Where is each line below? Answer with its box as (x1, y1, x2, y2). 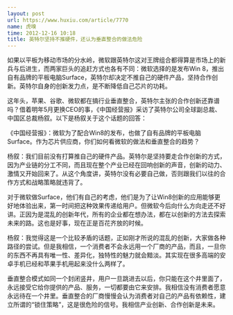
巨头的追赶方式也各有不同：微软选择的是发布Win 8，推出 (61, 65, 225, 73)
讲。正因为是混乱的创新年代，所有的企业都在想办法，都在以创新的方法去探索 (7, 210, 226, 219)
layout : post (7, 10, 45, 17)
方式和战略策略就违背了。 (12, 178, 87, 187)
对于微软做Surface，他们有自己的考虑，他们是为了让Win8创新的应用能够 (7, 193, 215, 201)
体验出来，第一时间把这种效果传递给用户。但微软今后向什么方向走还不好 (19, 202, 226, 210)
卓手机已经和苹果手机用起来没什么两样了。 (7, 259, 129, 268)
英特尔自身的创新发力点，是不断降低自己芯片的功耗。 (19, 82, 171, 90)
